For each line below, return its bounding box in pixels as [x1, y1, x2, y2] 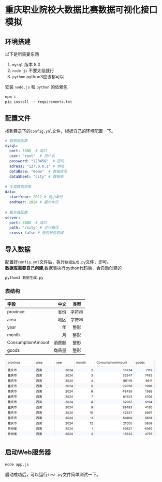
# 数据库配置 [5, 138, 28, 143]
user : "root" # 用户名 [9, 154, 55, 158]
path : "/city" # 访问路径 [9, 225, 59, 230]
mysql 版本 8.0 [12, 62, 41, 67]
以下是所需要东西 [5, 52, 39, 57]
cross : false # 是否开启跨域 [9, 230, 64, 236]
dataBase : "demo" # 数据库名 [9, 169, 68, 174]
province [7, 309, 25, 315]
